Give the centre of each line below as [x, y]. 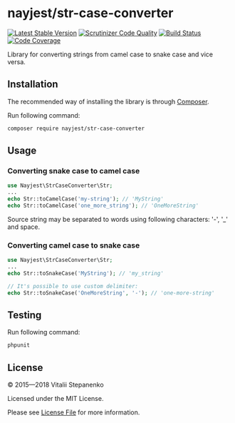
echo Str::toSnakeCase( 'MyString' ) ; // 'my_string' [85, 273]
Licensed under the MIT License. [56, 398]
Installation [33, 85]
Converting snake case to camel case [74, 170]
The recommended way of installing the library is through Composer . [108, 101]
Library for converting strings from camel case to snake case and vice [110, 54]
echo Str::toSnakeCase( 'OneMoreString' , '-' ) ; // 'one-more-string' [111, 293]
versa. [17, 61]
